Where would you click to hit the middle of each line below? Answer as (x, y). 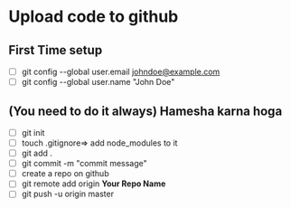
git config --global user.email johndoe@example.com (121, 71)
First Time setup (56, 50)
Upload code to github (94, 17)
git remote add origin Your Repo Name (94, 184)
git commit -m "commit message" (84, 164)
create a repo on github (65, 174)
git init (33, 132)
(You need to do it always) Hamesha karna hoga (145, 111)
